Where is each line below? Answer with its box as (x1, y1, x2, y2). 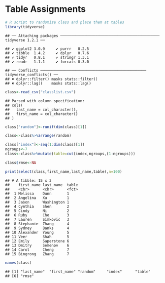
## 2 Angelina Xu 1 (5, 195, 69, 201)
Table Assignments (5, 3, 86, 15)
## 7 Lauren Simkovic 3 (5, 217, 69, 222)
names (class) (5, 260, 32, 265)
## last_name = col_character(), (5, 107, 78, 112)
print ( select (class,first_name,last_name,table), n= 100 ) (5, 169, 122, 174)
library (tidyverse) (5, 24, 45, 29)
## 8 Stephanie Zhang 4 (5, 221, 69, 226)
